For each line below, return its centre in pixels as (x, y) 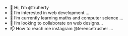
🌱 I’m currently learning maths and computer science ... (66, 18)
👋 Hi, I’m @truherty (29, 8)
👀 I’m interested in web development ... (50, 13)
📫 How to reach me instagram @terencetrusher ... (61, 28)
